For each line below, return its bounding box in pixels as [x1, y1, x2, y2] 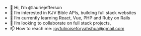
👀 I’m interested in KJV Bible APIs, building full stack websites [9, 10, 137, 16]
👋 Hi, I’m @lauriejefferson [9, 5, 62, 10]
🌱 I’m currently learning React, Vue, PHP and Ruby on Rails [9, 15, 131, 20]
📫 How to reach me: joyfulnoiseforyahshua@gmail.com [9, 26, 125, 31]
